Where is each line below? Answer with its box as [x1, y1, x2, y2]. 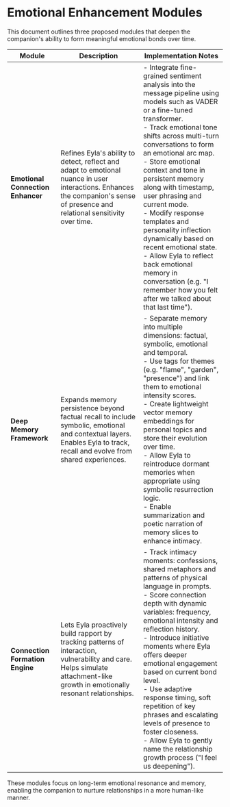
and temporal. [143, 347, 188, 357]
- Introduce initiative [143, 632, 209, 642]
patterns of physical [143, 573, 207, 582]
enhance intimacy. [143, 536, 203, 545]
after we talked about [143, 293, 212, 303]
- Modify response [143, 208, 204, 217]
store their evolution [143, 433, 207, 443]
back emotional [143, 259, 193, 269]
